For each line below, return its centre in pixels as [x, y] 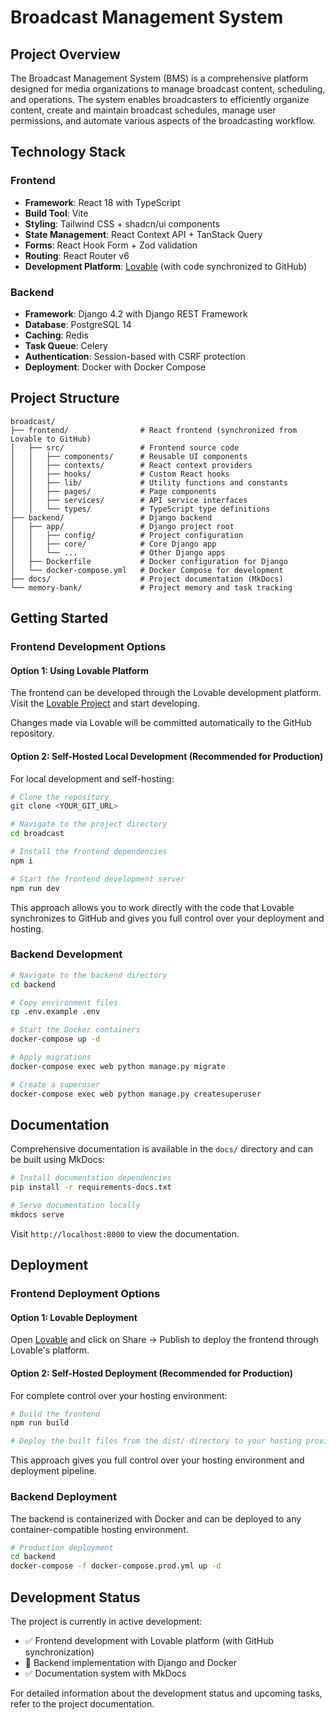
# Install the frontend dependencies [89, 852]
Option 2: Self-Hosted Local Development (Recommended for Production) [167, 756]
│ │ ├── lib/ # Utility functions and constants [149, 482]
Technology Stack [68, 152]
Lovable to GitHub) [51, 439]
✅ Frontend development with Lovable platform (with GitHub [149, 1640]
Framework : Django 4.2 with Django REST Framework [136, 313]
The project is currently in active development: [106, 1621]
